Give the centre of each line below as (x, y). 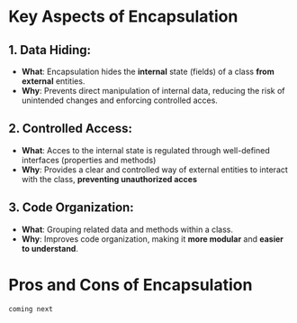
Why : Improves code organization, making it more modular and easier (153, 239)
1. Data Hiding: (50, 50)
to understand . (49, 248)
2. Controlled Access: (70, 129)
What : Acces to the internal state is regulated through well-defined (146, 150)
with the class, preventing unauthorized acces (109, 179)
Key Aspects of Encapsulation (123, 17)
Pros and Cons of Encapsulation (130, 285)
